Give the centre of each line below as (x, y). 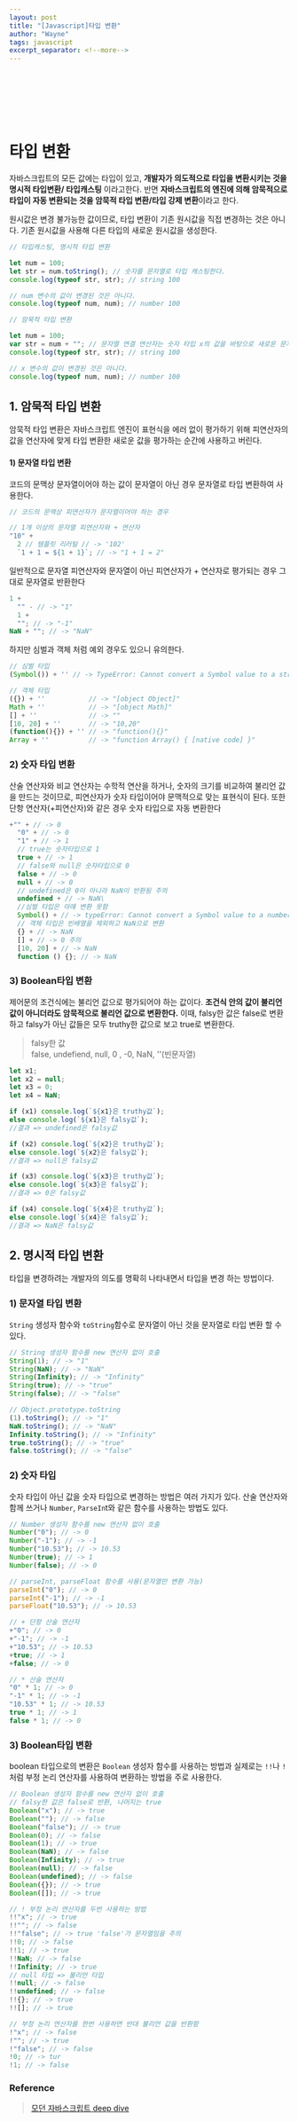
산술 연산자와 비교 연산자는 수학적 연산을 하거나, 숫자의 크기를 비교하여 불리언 (143, 785)
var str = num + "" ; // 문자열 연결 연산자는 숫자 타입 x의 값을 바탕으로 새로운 (143, 344)
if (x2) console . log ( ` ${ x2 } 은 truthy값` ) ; (87, 1144)
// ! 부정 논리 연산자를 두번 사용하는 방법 (78, 1909)
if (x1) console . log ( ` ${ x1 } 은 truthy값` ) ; (87, 1112)
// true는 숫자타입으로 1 (59, 849)
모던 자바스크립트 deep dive (80, 2109)
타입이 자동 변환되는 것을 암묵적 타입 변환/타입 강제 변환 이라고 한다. (124, 200)
